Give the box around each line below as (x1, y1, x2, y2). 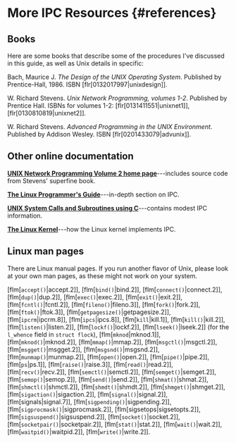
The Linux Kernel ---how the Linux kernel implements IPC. (7, 225, 176, 233)
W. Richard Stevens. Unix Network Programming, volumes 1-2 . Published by (7, 94, 228, 102)
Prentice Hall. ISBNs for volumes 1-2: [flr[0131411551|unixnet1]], (7, 101, 190, 110)
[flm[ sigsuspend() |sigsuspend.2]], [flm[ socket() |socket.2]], (7, 412, 181, 420)
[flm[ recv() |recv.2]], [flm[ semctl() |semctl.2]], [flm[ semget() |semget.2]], (7, 368, 217, 376)
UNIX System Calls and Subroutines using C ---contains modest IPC (7, 204, 208, 212)
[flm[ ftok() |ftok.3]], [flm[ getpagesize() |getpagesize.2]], (7, 308, 171, 316)
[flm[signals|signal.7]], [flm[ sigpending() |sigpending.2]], (7, 397, 172, 406)
